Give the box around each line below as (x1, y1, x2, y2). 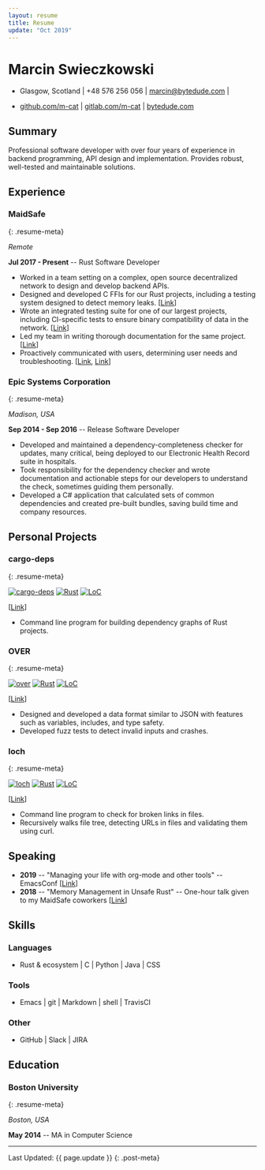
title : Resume (8, 19, 55, 27)
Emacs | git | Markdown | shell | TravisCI (19, 998, 151, 1007)
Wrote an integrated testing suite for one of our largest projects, (19, 306, 227, 316)
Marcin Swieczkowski (8, 60, 155, 78)
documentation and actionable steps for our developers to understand (19, 474, 248, 483)
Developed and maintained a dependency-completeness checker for (19, 440, 244, 450)
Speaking (8, 849, 57, 863)
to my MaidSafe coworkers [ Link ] (19, 895, 128, 905)
